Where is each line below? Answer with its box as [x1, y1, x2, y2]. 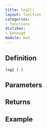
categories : [5, 17, 30, 22]
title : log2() [5, 7, 35, 13]
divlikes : [5, 26, 26, 31]
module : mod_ [5, 36, 32, 41]
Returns [5, 98, 31, 106]
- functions [5, 21, 30, 27]
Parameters [5, 81, 42, 89]
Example [5, 115, 33, 123]
